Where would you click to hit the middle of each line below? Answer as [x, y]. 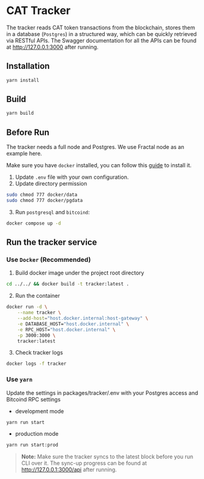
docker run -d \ [27, 307]
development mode [39, 411]
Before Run [28, 132]
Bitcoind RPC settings [33, 399]
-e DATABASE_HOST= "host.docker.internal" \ [73, 324]
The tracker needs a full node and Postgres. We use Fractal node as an [95, 147]
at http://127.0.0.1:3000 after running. [52, 47]
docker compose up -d [34, 223]
